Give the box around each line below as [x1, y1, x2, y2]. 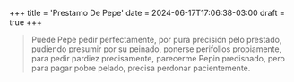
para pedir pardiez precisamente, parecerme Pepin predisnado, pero [30, 53, 285, 63]
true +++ [9, 17, 43, 28]
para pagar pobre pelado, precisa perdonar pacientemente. [30, 62, 251, 73]
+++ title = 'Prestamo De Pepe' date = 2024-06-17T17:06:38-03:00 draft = [9, 8, 285, 18]
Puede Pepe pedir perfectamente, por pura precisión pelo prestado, [30, 35, 282, 45]
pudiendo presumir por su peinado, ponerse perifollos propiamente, [30, 44, 282, 54]
